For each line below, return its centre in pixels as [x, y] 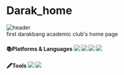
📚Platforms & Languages [40, 49]
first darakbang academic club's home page [62, 34]
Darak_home [39, 11]
